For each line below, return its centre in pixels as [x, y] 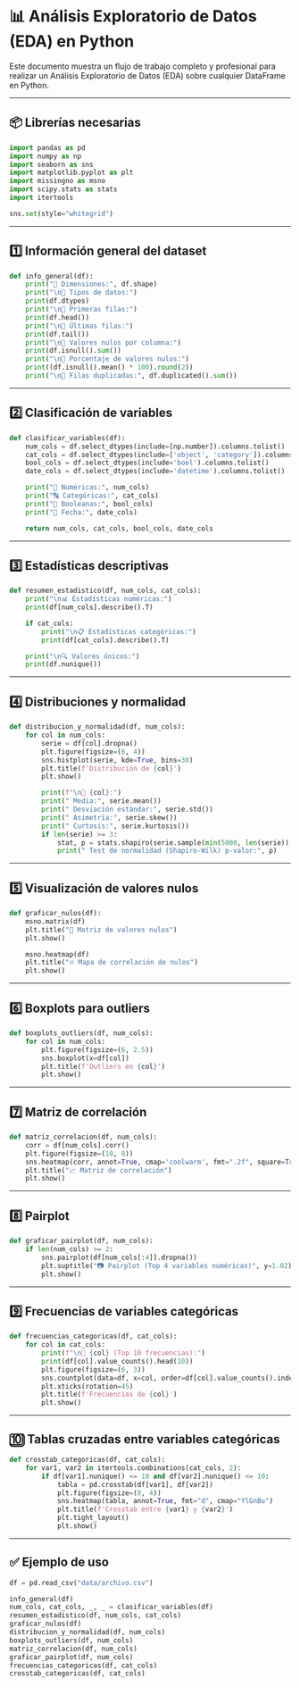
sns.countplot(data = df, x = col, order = [113, 1378]
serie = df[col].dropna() [90, 743]
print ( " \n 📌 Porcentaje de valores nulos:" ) [108, 359]
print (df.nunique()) [63, 664]
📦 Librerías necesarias [75, 123]
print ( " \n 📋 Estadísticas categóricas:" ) [119, 631]
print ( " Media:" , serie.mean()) [102, 801]
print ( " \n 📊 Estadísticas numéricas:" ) [99, 599]
